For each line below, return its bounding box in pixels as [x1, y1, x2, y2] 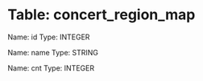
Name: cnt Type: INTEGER [7, 63, 94, 73]
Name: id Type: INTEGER [7, 32, 90, 42]
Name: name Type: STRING [7, 47, 98, 57]
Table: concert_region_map [7, 6, 196, 24]
